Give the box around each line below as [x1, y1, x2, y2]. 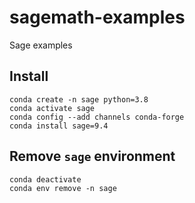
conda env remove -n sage [9, 183, 117, 193]
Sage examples [9, 39, 73, 51]
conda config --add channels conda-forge [9, 112, 185, 122]
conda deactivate [9, 174, 82, 185]
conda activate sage [9, 103, 96, 113]
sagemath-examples [9, 6, 186, 29]
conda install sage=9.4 [9, 121, 109, 131]
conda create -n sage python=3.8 [9, 94, 149, 105]
